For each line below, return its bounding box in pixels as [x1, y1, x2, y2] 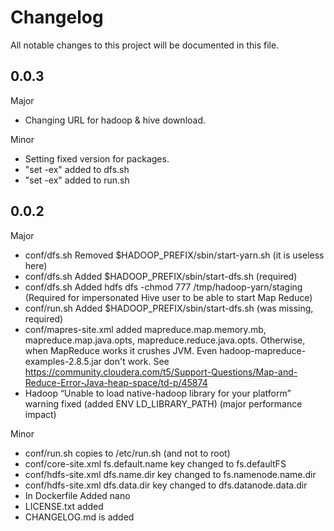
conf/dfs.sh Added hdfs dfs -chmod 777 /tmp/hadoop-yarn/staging [24, 281, 303, 293]
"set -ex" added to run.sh [24, 174, 130, 186]
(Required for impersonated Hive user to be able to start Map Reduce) [24, 291, 313, 303]
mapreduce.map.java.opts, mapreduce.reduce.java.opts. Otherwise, [24, 334, 306, 346]
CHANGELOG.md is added [24, 511, 135, 523]
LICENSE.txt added [24, 500, 104, 512]
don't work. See [103, 355, 170, 367]
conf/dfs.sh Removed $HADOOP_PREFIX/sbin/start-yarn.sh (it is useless [24, 249, 325, 261]
